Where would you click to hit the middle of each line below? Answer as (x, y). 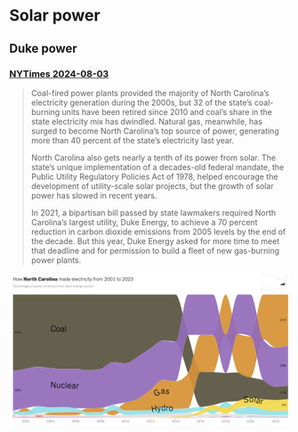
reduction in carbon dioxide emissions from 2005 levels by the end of (158, 232)
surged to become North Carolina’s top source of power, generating (155, 131)
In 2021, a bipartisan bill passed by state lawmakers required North (153, 212)
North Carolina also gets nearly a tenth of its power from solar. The (153, 158)
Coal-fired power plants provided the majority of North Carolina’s (150, 93)
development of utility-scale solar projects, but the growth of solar (152, 186)
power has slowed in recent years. (94, 195)
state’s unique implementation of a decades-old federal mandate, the (157, 167)
